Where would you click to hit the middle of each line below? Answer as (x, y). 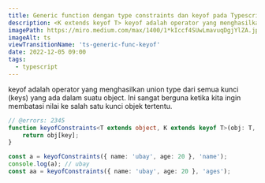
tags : (17, 60)
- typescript (37, 67)
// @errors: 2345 (37, 120)
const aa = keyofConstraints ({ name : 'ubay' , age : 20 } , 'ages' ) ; (119, 171)
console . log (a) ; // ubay (49, 164)
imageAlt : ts (30, 37)
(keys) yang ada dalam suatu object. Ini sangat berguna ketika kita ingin (125, 97)
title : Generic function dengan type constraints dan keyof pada (118, 15)
